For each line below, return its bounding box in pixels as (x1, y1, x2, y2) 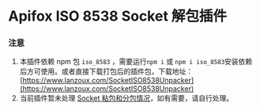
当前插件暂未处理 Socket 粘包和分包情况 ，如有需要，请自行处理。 (19, 93, 234, 103)
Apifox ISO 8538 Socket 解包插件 (8, 7, 228, 25)
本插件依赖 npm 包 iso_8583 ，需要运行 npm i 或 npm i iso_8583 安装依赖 (19, 57, 253, 66)
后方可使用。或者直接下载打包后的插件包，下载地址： (19, 66, 194, 76)
